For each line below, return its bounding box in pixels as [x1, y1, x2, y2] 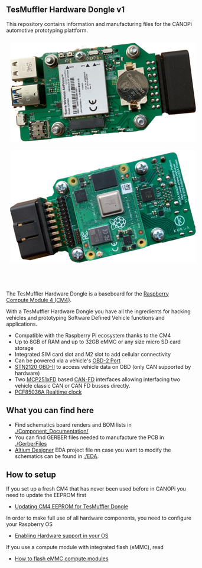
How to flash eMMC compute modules [14, 555, 109, 562]
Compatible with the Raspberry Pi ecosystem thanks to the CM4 [14, 332, 171, 339]
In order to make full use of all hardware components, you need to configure [6, 514, 192, 522]
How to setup [6, 469, 56, 479]
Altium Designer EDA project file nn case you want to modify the [14, 446, 171, 453]
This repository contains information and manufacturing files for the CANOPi [6, 20, 192, 27]
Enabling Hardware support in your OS [14, 532, 109, 540]
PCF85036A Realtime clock [14, 388, 82, 395]
